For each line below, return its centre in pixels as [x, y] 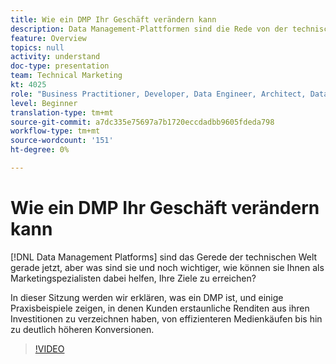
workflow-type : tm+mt [55, 131]
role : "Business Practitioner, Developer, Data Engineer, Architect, [158, 94]
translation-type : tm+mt [62, 112]
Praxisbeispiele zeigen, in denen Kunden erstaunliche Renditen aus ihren [160, 308]
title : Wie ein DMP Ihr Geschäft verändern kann [113, 19]
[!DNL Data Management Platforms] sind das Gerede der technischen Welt [164, 257]
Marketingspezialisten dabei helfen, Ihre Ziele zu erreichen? [133, 278]
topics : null [37, 47]
